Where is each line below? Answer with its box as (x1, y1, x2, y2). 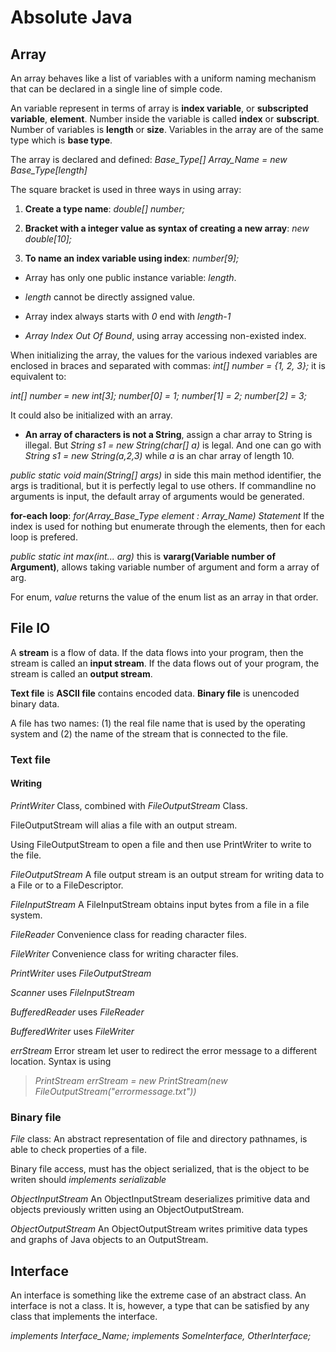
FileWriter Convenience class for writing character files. (10, 947, 239, 960)
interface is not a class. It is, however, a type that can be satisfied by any (10, 1300, 310, 1312)
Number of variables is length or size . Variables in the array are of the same (10, 124, 324, 135)
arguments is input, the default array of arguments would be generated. (10, 491, 305, 502)
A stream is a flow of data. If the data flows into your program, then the (10, 646, 304, 658)
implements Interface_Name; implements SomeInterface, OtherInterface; (10, 1330, 312, 1342)
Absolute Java (10, 6, 133, 29)
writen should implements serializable (10, 1174, 167, 1186)
